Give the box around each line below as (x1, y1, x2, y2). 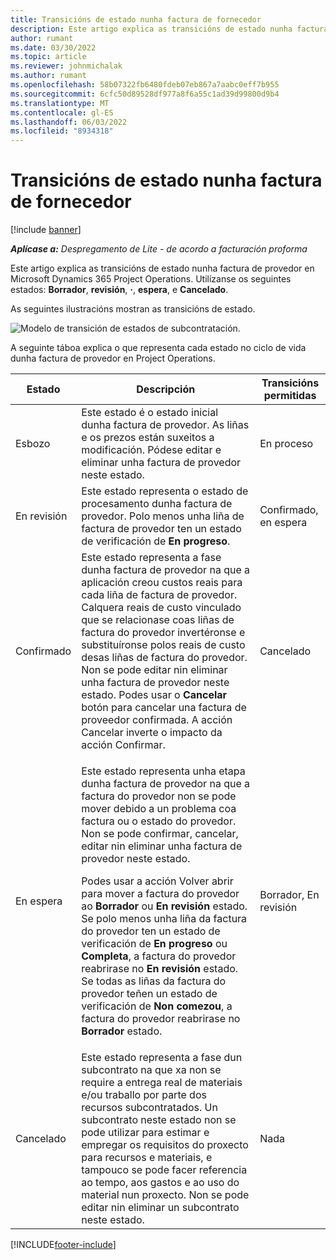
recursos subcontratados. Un (81, 1101, 218, 1115)
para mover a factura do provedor (81, 887, 240, 901)
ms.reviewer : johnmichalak (10, 61, 123, 71)
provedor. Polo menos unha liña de (81, 509, 245, 523)
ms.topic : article (10, 52, 87, 62)
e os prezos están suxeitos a (81, 431, 215, 445)
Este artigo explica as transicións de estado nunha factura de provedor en (10, 262, 315, 275)
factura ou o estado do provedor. (81, 814, 237, 828)
